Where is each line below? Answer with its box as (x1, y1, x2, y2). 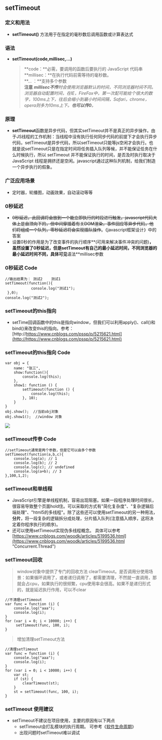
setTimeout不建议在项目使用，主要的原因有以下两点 (12, 717, 115, 723)
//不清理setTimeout (5, 597, 42, 602)
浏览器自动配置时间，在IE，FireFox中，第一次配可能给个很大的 (24, 90, 148, 96)
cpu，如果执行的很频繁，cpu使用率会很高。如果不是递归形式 (29, 580, 151, 587)
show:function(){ (14, 370, 49, 375)
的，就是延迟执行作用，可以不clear (16, 587, 87, 592)
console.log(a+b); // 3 (14, 469, 62, 474)
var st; (14, 672, 29, 677)
